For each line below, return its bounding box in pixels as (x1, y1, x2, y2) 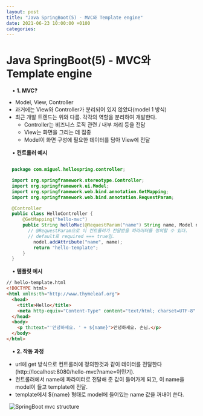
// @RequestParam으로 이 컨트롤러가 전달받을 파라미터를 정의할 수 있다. (28, 228, 188, 234)
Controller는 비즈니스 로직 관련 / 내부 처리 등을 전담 (24, 121, 146, 128)
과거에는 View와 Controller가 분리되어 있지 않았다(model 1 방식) (14, 106, 167, 113)
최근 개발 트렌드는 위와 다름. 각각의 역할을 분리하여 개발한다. (14, 113, 157, 121)
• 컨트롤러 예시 (11, 149, 48, 156)
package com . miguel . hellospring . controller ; (11, 167, 126, 173)
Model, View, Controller (14, 99, 74, 106)
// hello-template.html (6, 280, 66, 286)
